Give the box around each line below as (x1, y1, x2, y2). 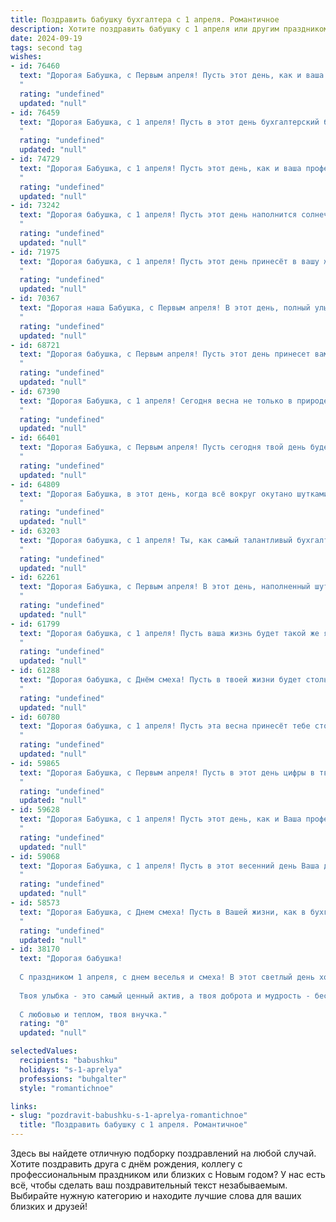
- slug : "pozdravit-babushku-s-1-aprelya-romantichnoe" (10, 1111, 248, 1121)
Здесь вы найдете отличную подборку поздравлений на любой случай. (10, 1147, 317, 1159)
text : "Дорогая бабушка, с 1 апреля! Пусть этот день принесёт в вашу (19, 256, 320, 266)
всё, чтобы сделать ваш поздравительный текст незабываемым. (10, 1179, 288, 1191)
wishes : (10, 52, 43, 62)
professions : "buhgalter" (19, 1074, 128, 1084)
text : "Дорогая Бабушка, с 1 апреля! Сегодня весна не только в (19, 396, 293, 406)
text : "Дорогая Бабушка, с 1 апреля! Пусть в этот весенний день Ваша (19, 861, 320, 871)
